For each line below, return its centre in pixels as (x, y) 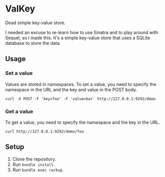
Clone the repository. (34, 159)
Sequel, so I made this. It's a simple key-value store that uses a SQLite (78, 38)
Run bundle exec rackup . (38, 169)
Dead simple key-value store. (35, 23)
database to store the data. (33, 43)
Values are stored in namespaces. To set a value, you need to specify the (81, 84)
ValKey (20, 9)
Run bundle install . (34, 164)
